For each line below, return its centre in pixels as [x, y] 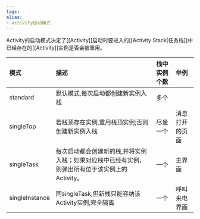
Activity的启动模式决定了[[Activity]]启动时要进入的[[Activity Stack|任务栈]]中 [100, 40]
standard [22, 98]
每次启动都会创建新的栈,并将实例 [101, 151]
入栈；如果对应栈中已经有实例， [101, 160]
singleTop [23, 127]
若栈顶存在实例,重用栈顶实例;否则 [102, 123]
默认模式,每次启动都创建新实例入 [101, 93]
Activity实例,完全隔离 [85, 203]
